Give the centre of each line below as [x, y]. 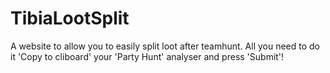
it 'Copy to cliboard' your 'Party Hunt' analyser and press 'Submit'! [147, 56]
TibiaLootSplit [70, 18]
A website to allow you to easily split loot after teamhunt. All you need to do [165, 46]
